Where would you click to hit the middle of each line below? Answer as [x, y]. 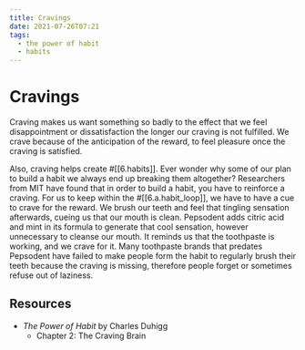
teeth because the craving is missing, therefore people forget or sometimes [151, 266]
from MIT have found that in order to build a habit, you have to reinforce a [147, 189]
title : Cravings [40, 18]
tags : [20, 35]
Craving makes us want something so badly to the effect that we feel [138, 122]
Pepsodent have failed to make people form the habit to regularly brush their [153, 256]
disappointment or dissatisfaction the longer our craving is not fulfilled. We [149, 132]
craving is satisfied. [46, 151]
